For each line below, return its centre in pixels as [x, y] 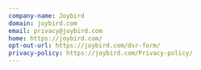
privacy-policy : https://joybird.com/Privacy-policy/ [101, 53]
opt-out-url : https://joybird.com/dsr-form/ [84, 46]
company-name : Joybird [46, 16]
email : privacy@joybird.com [56, 31]
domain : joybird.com [43, 23]
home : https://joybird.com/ [56, 38]
